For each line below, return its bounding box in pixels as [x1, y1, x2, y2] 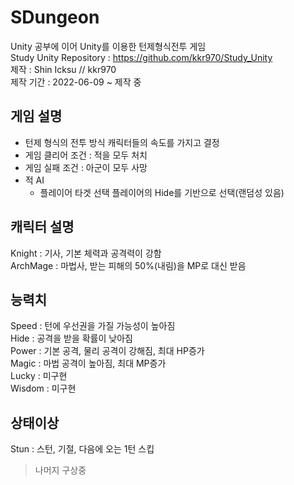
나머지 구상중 [34, 464, 87, 476]
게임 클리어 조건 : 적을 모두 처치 [24, 149, 148, 161]
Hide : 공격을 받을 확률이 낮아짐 [10, 332, 133, 345]
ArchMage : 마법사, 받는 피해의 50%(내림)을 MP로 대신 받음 [10, 259, 247, 271]
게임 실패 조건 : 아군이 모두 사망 [24, 161, 148, 173]
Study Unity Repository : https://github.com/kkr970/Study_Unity [10, 51, 273, 63]
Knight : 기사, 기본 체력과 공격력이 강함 [10, 247, 162, 259]
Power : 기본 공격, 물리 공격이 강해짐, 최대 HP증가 [10, 345, 205, 357]
